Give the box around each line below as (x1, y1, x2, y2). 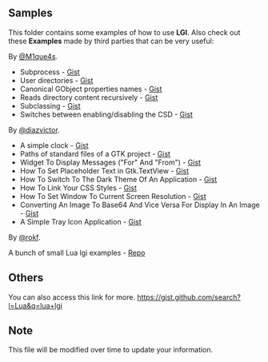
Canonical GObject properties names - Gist (19, 84, 162, 93)
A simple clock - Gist (19, 140, 90, 150)
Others (8, 271, 44, 284)
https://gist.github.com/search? (137, 292, 242, 302)
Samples (8, 6, 54, 20)
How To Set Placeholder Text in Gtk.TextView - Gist (19, 165, 190, 175)
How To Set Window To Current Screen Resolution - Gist (19, 191, 206, 201)
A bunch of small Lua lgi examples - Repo (8, 248, 146, 257)
